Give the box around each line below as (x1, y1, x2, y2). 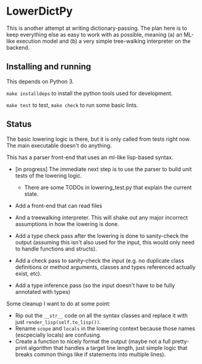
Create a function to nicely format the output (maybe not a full (15, 337, 171, 345)
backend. (6, 44, 30, 51)
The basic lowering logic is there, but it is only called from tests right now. (6, 135, 191, 143)
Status (6, 119, 32, 129)
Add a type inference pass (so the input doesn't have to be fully (15, 282, 175, 289)
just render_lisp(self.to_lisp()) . (15, 318, 102, 326)
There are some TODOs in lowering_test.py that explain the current (24, 184, 192, 191)
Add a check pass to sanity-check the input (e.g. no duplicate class (15, 257, 184, 264)
